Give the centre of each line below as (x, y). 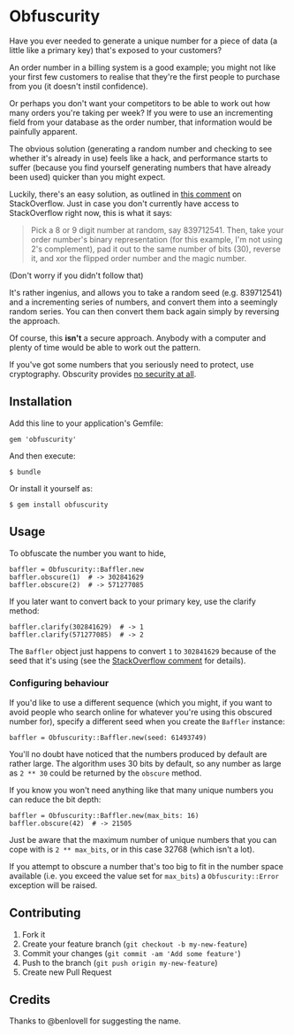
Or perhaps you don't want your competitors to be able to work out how (140, 103)
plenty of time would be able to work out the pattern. (105, 347)
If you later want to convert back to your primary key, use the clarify (132, 601)
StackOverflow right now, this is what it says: (90, 212)
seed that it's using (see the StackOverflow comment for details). (128, 660)
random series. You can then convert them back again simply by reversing (144, 311)
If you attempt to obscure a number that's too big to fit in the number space (147, 866)
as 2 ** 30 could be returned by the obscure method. (106, 773)
